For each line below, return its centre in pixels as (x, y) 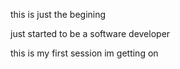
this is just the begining (58, 14)
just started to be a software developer (90, 33)
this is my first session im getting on (84, 53)
